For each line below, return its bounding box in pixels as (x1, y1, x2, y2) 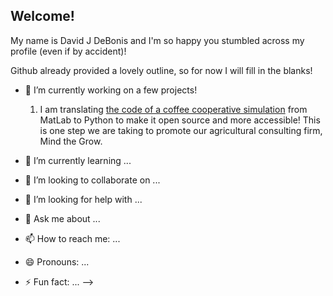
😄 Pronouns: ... (24, 255, 90, 268)
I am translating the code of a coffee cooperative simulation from (39, 103, 308, 115)
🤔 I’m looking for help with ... (24, 193, 143, 205)
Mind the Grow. (39, 135, 103, 147)
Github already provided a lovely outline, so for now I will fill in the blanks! (10, 64, 313, 76)
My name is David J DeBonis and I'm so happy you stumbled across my (10, 34, 305, 46)
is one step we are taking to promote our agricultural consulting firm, (39, 124, 323, 136)
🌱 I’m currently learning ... (24, 154, 132, 166)
